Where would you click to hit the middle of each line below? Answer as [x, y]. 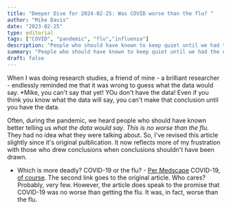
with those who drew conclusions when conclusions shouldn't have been [111, 149]
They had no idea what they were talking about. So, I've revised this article [113, 135]
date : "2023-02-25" [35, 26]
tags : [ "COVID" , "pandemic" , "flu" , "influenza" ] [78, 39]
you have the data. [33, 107]
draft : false [26, 58]
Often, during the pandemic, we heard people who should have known [107, 120]
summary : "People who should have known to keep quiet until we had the [113, 52]
